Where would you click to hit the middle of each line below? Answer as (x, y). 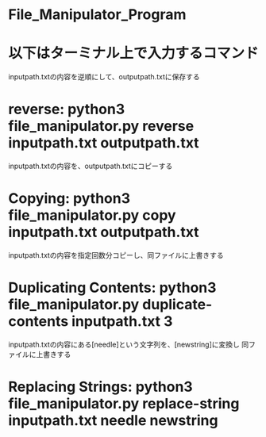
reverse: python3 (67, 109)
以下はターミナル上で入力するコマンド (134, 54)
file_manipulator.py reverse (101, 126)
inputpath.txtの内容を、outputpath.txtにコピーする (91, 166)
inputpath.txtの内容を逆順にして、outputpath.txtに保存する (104, 77)
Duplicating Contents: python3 (112, 288)
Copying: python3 (69, 199)
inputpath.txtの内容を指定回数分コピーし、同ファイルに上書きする (116, 255)
